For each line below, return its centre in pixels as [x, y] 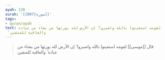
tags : [11, 19]
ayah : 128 [15, 10]
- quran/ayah [18, 23]
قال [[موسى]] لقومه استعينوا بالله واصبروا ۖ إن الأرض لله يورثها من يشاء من [85, 46]
